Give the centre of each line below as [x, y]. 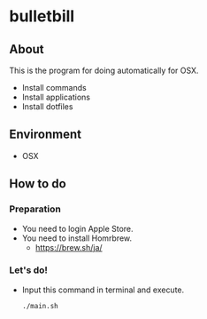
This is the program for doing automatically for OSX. [104, 70]
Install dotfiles [47, 107]
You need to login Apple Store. [78, 228]
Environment [46, 135]
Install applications [56, 97]
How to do [38, 184]
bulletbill [42, 16]
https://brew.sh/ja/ [69, 247]
